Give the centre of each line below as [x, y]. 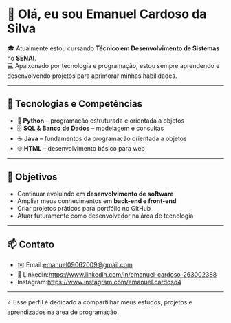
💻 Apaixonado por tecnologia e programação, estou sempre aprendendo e [113, 65]
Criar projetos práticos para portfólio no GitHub [84, 208]
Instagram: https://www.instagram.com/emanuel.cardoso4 [99, 282]
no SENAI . [22, 58]
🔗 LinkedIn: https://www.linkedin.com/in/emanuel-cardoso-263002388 [117, 275]
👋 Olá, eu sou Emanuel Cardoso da [107, 14]
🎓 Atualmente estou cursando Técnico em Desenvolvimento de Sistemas [113, 48]
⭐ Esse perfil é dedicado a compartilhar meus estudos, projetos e [100, 302]
